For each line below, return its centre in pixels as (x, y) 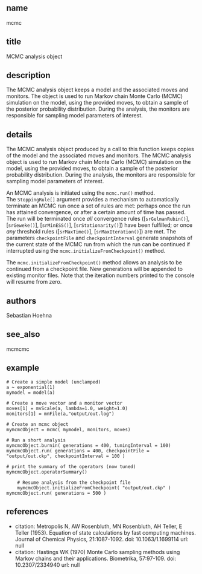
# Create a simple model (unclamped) (54, 382)
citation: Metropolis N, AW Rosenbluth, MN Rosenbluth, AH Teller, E (99, 526)
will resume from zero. (34, 282)
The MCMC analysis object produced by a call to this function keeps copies (100, 149)
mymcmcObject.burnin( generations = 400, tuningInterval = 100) (89, 445)
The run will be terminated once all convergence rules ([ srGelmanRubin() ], (98, 219)
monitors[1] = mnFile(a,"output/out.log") (60, 414)
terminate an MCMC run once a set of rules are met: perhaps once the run (99, 206)
